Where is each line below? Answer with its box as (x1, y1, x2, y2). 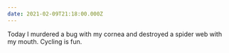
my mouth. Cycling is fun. (7, 37, 82, 46)
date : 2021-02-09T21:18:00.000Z (7, 10, 103, 18)
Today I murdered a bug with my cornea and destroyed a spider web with (7, 30, 223, 38)
